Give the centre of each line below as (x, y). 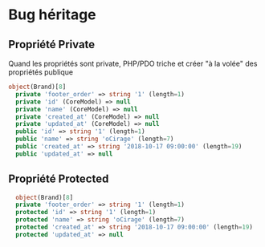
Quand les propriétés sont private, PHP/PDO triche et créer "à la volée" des (133, 63)
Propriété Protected (59, 179)
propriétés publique (41, 72)
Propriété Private (52, 45)
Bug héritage (52, 15)
